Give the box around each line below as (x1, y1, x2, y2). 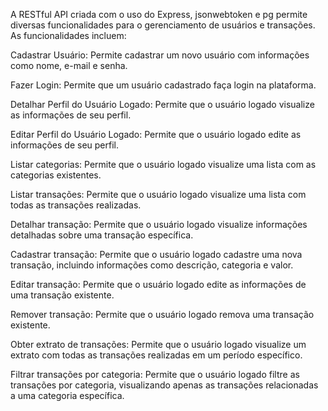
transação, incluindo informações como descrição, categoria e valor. (10, 259, 294, 271)
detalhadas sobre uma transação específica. (10, 229, 194, 241)
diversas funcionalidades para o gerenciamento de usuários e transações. (10, 19, 316, 31)
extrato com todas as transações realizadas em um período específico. (10, 349, 303, 361)
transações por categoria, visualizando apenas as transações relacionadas (10, 379, 319, 391)
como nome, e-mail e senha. (10, 60, 128, 71)
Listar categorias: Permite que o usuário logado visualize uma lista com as (10, 159, 317, 170)
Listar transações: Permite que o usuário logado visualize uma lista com (10, 189, 307, 200)
